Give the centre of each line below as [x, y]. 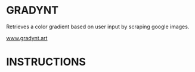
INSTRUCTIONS [46, 62]
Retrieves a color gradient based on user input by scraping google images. [98, 27]
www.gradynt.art [27, 38]
